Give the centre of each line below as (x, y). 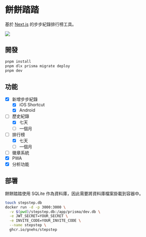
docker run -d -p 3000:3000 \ (36, 207)
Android (27, 110)
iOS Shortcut (32, 105)
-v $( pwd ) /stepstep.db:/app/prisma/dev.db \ (55, 212)
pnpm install (18, 61)
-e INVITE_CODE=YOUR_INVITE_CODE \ (45, 221)
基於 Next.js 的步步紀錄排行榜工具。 (41, 24)
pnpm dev (14, 71)
